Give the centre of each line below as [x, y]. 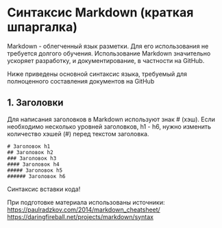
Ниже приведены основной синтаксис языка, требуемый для [97, 74]
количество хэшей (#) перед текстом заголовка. [78, 134]
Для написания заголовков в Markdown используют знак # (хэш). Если [111, 119]
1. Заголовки [35, 103]
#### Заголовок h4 [33, 164]
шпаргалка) [42, 27]
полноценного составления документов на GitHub [81, 81]
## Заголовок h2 [30, 152]
